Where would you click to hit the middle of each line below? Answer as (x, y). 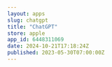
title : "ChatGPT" (33, 27)
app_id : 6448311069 (36, 40)
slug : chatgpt (28, 20)
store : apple (26, 33)
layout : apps (26, 14)
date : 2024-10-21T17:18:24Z (48, 46)
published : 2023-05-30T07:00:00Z (56, 53)
